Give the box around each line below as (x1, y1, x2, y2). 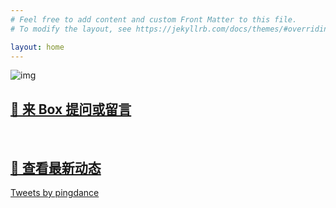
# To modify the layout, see (10, 24, 132, 34)
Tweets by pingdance (10, 187, 100, 198)
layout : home (10, 42, 65, 52)
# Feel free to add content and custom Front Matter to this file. (10, 14, 298, 25)
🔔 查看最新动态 (10, 159, 102, 176)
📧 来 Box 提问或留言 (10, 101, 132, 118)
